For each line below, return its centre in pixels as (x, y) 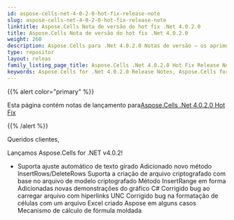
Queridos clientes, (33, 139)
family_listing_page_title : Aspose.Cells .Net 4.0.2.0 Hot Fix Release (113, 65)
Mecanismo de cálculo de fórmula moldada (79, 210)
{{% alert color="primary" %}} (51, 92)
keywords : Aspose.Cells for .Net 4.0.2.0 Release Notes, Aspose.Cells (112, 71)
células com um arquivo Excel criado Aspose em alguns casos (107, 203)
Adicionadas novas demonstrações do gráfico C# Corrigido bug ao (114, 188)
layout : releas (29, 59)
